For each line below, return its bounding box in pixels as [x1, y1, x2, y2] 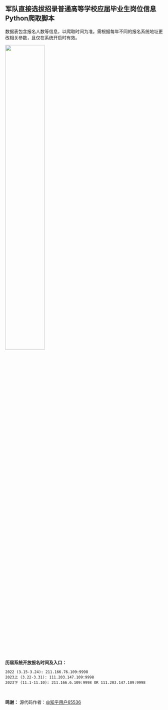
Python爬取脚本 [5, 14, 55, 23]
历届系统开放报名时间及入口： [5, 659, 66, 665]
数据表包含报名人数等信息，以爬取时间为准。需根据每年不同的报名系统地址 [5, 28, 158, 34]
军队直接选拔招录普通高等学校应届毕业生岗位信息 [5, 5, 156, 14]
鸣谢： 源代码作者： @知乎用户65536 [5, 699, 81, 705]
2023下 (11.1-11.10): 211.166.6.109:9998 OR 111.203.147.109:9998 [5, 680, 146, 685]
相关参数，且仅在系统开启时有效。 [9, 35, 80, 41]
